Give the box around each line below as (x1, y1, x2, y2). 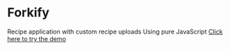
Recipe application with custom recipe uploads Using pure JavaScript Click (7, 27, 223, 36)
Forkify (7, 5, 50, 21)
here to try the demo (7, 34, 66, 42)
